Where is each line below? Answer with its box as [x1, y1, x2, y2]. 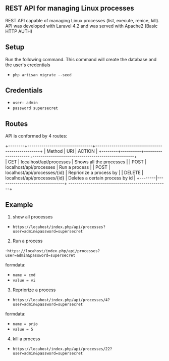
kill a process [12, 336, 40, 342]
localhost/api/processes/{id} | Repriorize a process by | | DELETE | [5, 169, 144, 176]
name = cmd [12, 273, 36, 278]
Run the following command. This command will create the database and [5, 56, 157, 62]
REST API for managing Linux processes [5, 4, 135, 13]
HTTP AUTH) [5, 28, 33, 34]
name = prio [12, 322, 38, 327]
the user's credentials [5, 62, 50, 68]
